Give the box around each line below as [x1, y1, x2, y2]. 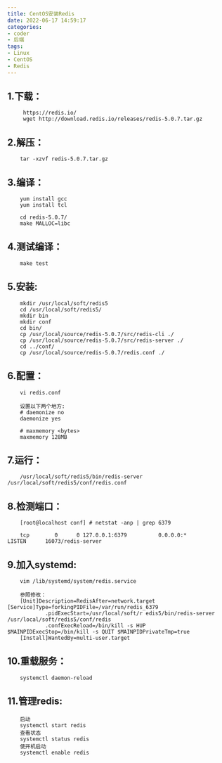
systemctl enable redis [20, 749, 90, 756]
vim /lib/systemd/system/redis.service [20, 577, 137, 584]
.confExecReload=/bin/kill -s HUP [44, 622, 146, 629]
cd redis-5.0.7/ [20, 214, 68, 222]
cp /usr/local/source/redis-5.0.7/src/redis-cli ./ [20, 331, 174, 338]
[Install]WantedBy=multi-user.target [20, 634, 131, 641]
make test [20, 259, 49, 267]
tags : [7, 43, 23, 50]
